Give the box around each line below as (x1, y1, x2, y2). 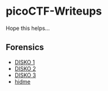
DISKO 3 (14, 71, 36, 79)
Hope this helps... (5, 24, 50, 32)
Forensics (5, 42, 44, 53)
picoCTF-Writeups (5, 4, 102, 18)
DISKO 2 (14, 65, 36, 72)
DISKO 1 (14, 58, 35, 65)
